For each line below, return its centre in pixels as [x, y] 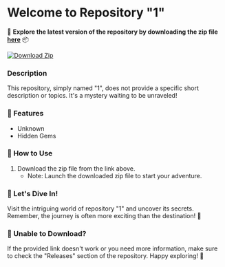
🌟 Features [25, 114]
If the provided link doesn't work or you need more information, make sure [112, 248]
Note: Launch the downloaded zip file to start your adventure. [115, 175]
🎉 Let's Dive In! [33, 193]
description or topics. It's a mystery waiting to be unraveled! [92, 96]
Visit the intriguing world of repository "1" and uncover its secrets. [100, 209]
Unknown [31, 128]
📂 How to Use [30, 153]
